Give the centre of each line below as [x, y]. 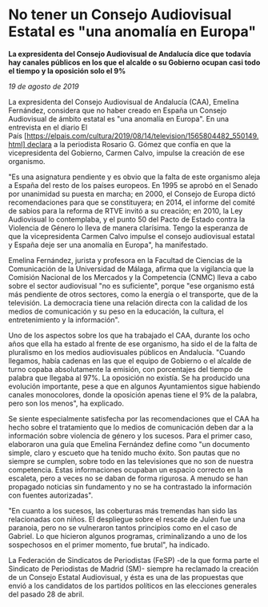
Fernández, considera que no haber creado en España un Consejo [118, 110]
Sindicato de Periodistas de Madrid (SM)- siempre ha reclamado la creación [133, 569]
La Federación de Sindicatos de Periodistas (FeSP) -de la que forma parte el [134, 560]
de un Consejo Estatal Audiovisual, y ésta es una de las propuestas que [126, 577]
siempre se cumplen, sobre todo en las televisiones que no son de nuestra [131, 461]
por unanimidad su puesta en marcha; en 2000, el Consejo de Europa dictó [132, 194]
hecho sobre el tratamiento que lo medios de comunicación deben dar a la [131, 427]
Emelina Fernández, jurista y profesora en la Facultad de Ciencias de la [125, 260]
